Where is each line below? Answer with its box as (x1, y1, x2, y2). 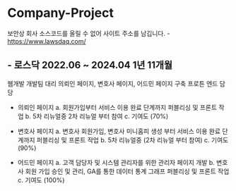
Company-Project (7, 5, 114, 21)
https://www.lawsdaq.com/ (7, 37, 86, 45)
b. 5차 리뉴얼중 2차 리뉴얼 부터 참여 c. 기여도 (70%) (25, 111, 169, 121)
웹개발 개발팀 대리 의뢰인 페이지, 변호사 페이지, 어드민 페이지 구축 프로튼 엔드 (7, 79, 218, 87)
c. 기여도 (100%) (17, 175, 65, 184)
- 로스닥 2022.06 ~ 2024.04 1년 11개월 (7, 59, 173, 71)
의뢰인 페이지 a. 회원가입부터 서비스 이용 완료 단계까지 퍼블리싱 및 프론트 (17, 103, 218, 111)
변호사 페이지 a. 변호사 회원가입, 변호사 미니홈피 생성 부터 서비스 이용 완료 (17, 127, 221, 135)
